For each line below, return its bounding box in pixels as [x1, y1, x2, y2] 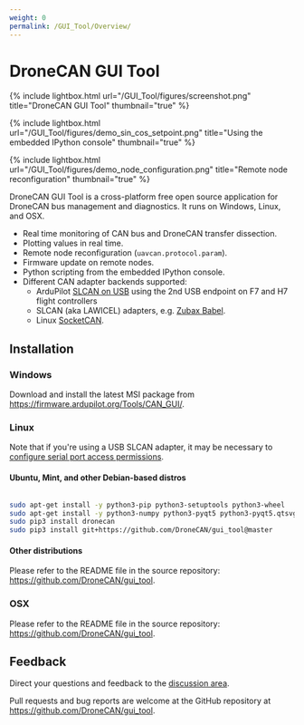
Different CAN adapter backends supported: [22, 276, 187, 287]
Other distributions [9, 545, 83, 556]
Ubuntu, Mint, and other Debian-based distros [9, 472, 187, 483]
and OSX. [9, 210, 45, 222]
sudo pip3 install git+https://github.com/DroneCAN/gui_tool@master [9, 526, 273, 535]
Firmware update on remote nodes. [22, 257, 155, 268]
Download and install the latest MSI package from [9, 389, 195, 400]
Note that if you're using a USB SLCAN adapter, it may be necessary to [9, 441, 273, 453]
